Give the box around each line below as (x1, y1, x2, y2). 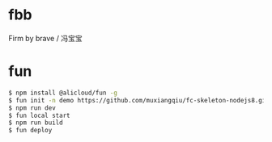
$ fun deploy (8, 127, 53, 135)
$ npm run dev (8, 103, 57, 112)
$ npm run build (8, 119, 63, 127)
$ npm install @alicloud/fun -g (8, 89, 117, 97)
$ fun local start (8, 111, 70, 119)
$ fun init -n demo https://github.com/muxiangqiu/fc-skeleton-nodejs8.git (8, 96, 270, 104)
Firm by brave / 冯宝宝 (8, 33, 83, 43)
